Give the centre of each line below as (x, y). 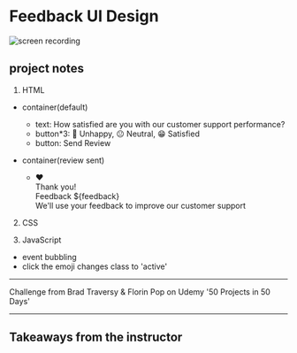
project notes (47, 69)
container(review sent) (63, 160)
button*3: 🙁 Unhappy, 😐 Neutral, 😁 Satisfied (118, 134)
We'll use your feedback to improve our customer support (140, 205)
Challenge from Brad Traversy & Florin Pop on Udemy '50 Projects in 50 (140, 292)
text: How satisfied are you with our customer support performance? (160, 124)
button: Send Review (73, 142)
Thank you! (56, 187)
